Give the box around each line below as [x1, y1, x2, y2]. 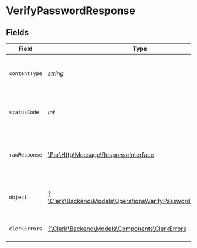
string [47, 69, 64, 77]
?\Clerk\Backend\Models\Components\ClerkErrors [47, 225, 186, 233]
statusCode [9, 109, 39, 115]
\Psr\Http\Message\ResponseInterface [47, 151, 154, 159]
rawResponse [9, 151, 43, 158]
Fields [6, 28, 29, 38]
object [9, 194, 28, 201]
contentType [9, 70, 43, 77]
